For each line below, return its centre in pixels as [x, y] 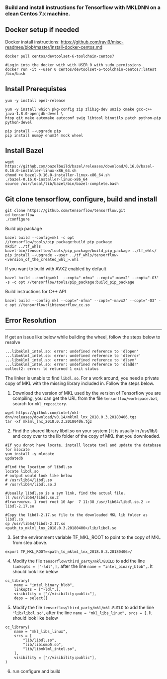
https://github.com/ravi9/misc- [92, 42]
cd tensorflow [20, 215]
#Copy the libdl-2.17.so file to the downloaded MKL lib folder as [77, 515]
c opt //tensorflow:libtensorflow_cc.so [48, 305]
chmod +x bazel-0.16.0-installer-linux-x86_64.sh [58, 175]
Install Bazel [24, 150]
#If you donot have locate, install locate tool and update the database [83, 445]
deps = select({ [31, 598]
